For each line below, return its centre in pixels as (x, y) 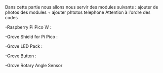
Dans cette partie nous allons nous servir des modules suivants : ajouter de (82, 7)
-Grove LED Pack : (24, 46)
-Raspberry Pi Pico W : (28, 27)
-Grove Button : (21, 56)
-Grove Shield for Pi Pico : (31, 37)
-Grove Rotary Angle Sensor (34, 65)
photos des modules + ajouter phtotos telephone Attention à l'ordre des (78, 12)
